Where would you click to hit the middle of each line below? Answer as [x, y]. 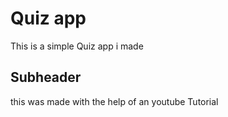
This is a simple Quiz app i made [77, 46]
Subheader [46, 77]
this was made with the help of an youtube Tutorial [114, 101]
